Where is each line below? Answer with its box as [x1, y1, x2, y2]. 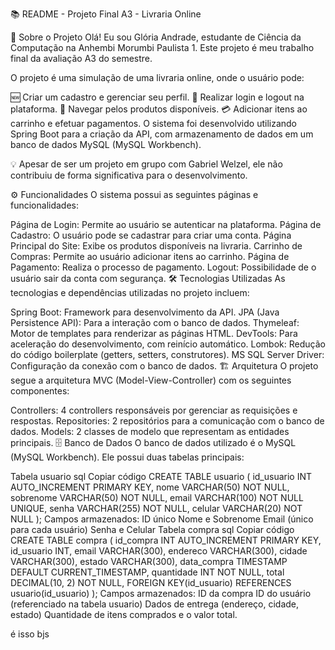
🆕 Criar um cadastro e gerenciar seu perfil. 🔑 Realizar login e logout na [10, 91, 305, 103]
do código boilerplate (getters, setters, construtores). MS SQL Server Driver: [10, 349, 325, 360]
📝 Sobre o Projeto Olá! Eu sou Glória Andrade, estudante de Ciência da [10, 31, 302, 43]
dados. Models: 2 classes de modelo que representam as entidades [10, 426, 290, 437]
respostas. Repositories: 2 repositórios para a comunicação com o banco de [10, 415, 325, 427]
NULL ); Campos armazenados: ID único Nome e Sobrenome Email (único [10, 513, 314, 525]
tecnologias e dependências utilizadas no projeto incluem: [10, 287, 250, 298]
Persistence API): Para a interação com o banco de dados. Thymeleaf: [10, 317, 300, 328]
